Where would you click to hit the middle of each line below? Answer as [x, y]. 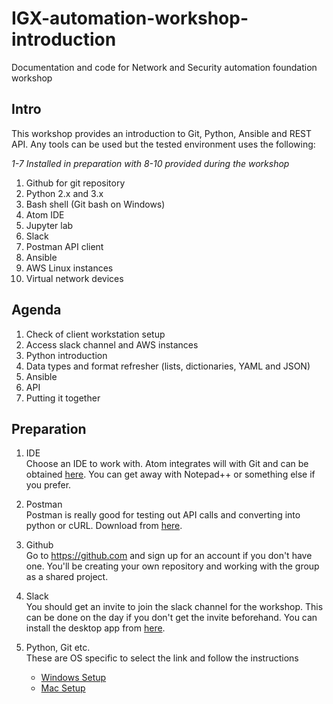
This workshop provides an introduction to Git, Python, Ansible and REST [162, 133]
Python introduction [66, 355]
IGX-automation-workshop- [130, 18]
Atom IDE [45, 214]
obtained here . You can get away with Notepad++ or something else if [170, 474]
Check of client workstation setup [95, 334]
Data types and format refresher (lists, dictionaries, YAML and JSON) [168, 366]
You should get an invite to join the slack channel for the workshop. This [174, 607]
